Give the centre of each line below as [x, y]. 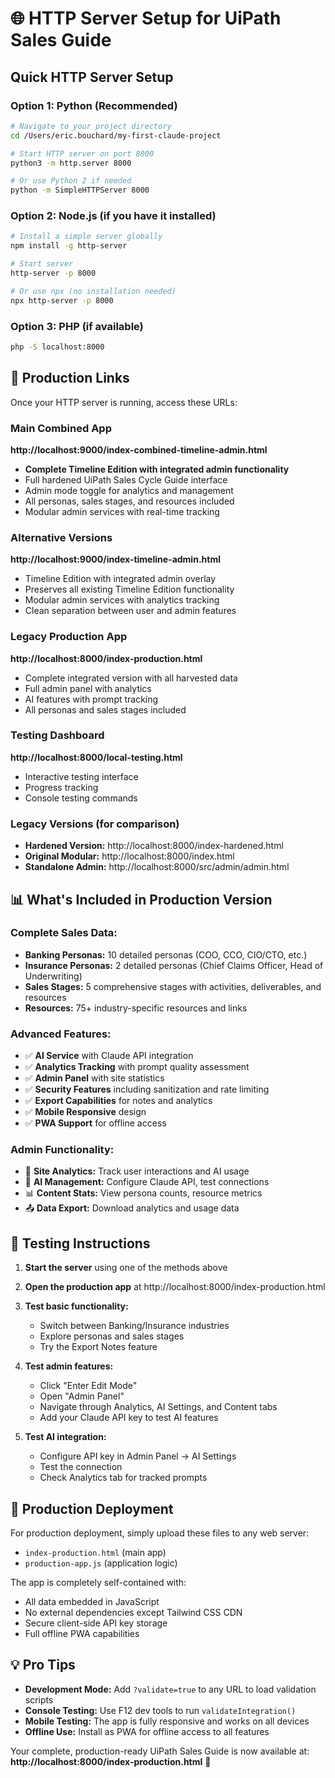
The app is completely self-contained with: [98, 1583]
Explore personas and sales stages [112, 1336]
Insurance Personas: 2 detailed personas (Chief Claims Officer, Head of [174, 965]
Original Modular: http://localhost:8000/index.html [129, 856]
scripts [39, 1699]
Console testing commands [81, 798]
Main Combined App [61, 428]
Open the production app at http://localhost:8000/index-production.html [175, 1287]
